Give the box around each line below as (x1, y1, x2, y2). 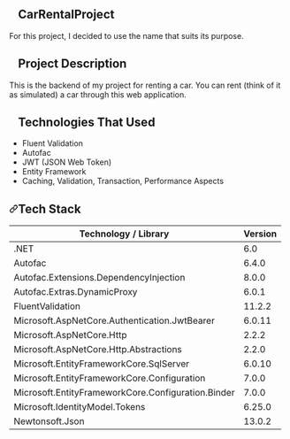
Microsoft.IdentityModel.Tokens (13, 401, 146, 413)
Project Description (18, 57, 127, 72)
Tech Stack (18, 201, 81, 216)
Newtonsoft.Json (13, 415, 85, 427)
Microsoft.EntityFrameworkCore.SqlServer (13, 358, 190, 370)
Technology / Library (79, 227, 170, 240)
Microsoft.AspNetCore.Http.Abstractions (13, 343, 183, 356)
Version (242, 227, 278, 240)
